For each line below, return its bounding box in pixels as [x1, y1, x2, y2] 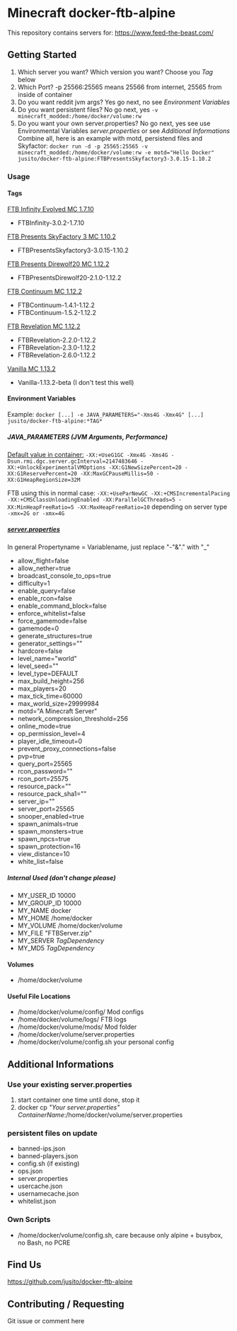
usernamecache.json [17, 1189, 79, 1198]
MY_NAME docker [17, 906, 71, 914]
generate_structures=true [17, 632, 93, 640]
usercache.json [17, 1182, 63, 1190]
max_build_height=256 [17, 677, 85, 686]
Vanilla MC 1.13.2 [7, 364, 56, 373]
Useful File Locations [7, 992, 71, 1001]
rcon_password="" [17, 767, 73, 776]
